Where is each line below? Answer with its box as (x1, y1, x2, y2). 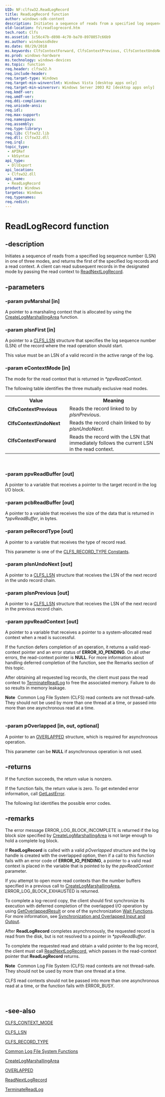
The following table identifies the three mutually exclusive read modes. (5, 385, 148, 391)
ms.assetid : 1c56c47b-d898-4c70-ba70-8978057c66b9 (5, 35, 111, 40)
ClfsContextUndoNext (7, 420, 60, 427)
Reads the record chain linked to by (69, 419, 151, 426)
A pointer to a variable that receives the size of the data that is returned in (5, 510, 154, 517)
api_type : (5, 158, 26, 163)
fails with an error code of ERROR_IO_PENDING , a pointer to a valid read (5, 858, 151, 864)
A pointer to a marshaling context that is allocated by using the (5, 309, 132, 315)
